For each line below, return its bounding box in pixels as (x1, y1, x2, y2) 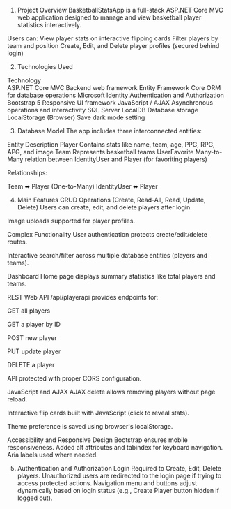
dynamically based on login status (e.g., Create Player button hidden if (17, 487, 219, 494)
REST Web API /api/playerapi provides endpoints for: (7, 293, 159, 301)
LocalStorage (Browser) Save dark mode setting (7, 113, 145, 121)
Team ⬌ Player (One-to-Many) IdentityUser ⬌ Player (7, 182, 158, 191)
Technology (7, 76, 42, 84)
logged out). (17, 494, 53, 502)
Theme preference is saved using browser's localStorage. (7, 422, 173, 430)
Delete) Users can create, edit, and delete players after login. (17, 203, 193, 212)
